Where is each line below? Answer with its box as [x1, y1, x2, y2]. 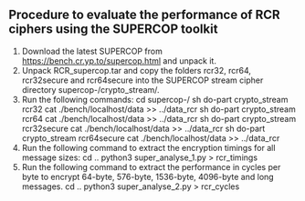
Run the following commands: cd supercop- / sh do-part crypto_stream [21, 94, 289, 105]
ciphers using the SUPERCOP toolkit [8, 22, 218, 37]
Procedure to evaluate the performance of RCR [8, 7, 280, 23]
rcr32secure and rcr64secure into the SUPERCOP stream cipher [21, 75, 264, 85]
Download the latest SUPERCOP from [21, 45, 163, 56]
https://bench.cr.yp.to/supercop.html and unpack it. [21, 55, 216, 66]
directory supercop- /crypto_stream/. [21, 84, 161, 95]
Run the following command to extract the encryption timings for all [21, 142, 276, 153]
